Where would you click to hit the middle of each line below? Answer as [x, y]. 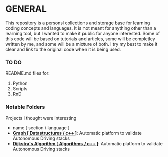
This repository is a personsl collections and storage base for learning [78, 23]
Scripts [20, 89]
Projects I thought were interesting [41, 118]
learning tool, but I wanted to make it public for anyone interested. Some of [83, 33]
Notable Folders [25, 107]
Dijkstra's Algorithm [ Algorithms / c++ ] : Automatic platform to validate [88, 143]
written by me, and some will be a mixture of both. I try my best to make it [81, 44]
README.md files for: [27, 73]
